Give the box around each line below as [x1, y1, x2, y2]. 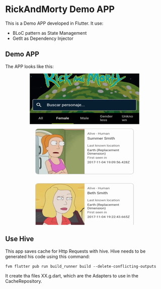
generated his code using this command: [5, 253, 90, 259]
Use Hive [5, 235, 34, 243]
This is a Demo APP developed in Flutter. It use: [5, 20, 104, 26]
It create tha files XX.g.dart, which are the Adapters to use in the [5, 272, 138, 278]
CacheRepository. [5, 278, 42, 284]
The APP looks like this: [5, 63, 54, 69]
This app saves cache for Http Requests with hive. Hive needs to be [5, 248, 146, 254]
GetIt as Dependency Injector [12, 35, 74, 41]
